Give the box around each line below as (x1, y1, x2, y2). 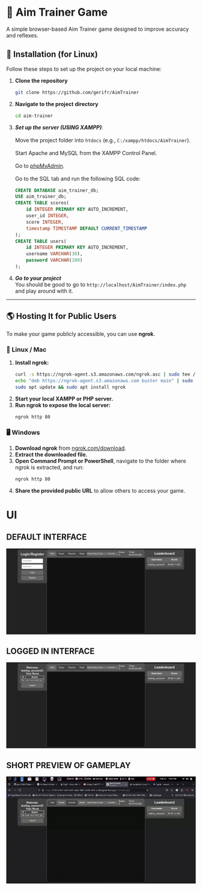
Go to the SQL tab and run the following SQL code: (14, 175, 141, 182)
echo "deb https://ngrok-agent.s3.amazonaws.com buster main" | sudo (14, 377, 194, 383)
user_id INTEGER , (26, 213, 69, 219)
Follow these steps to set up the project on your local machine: (6, 65, 162, 72)
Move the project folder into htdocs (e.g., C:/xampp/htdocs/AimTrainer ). (14, 136, 191, 144)
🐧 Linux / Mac (6, 345, 47, 353)
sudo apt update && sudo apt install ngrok (14, 384, 126, 390)
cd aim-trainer (14, 113, 54, 119)
